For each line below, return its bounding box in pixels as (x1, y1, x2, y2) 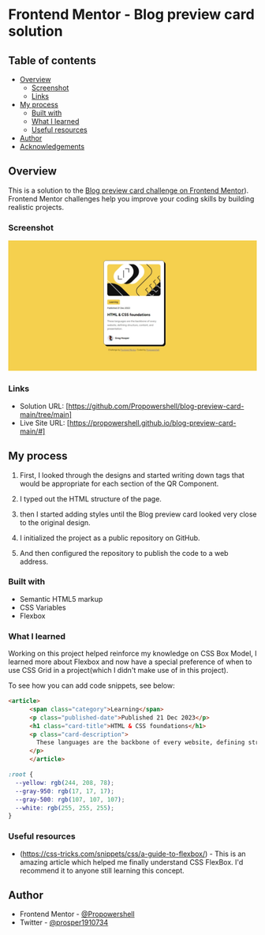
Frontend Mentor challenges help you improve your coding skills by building (8, 193, 255, 203)
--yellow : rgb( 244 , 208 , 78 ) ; (15, 779, 114, 787)
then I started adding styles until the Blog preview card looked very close (19, 509, 257, 519)
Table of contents (8, 54, 96, 67)
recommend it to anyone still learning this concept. (19, 866, 185, 875)
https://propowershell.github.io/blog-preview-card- (69, 418, 237, 427)
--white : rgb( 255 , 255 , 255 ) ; (15, 804, 114, 812)
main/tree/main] (19, 409, 73, 419)
